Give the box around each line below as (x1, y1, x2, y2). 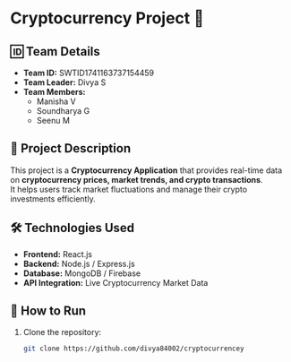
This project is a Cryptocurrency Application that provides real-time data (10, 165, 283, 176)
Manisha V (36, 96, 76, 107)
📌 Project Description (10, 141, 132, 156)
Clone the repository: (22, 327, 102, 338)
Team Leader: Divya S (22, 77, 107, 88)
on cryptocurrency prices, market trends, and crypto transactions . (10, 174, 263, 185)
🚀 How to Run (10, 304, 87, 319)
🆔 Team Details (10, 44, 101, 59)
